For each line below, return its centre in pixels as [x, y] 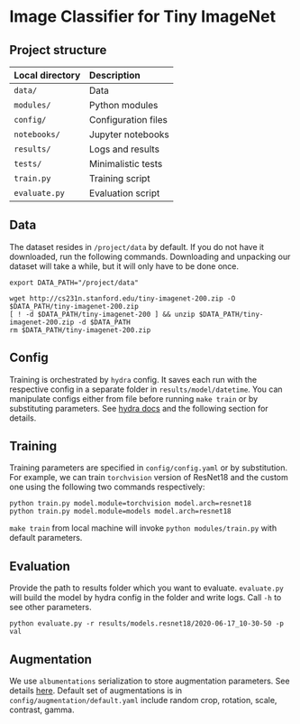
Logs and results [124, 149]
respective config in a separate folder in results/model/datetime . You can [146, 389]
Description [115, 75]
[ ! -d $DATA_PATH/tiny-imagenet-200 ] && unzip [102, 314]
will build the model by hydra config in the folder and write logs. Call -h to [145, 598]
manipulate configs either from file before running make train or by [134, 398]
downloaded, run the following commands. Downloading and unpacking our [150, 256]
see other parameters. [50, 608]
